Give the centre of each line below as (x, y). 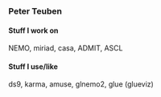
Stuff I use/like (33, 67)
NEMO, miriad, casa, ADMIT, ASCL (66, 48)
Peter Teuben (35, 11)
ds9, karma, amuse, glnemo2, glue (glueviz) (81, 84)
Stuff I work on (33, 30)
